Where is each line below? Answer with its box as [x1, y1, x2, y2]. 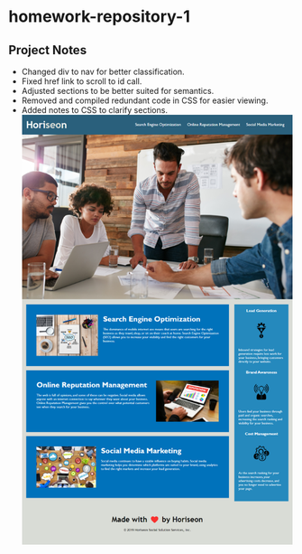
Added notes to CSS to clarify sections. [21, 105, 169, 115]
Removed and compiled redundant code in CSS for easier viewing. [21, 95, 269, 106]
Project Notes [8, 42, 87, 58]
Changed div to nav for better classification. [21, 66, 186, 77]
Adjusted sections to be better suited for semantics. [21, 86, 215, 96]
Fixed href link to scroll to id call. [21, 76, 142, 87]
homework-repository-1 [8, 6, 191, 27]
